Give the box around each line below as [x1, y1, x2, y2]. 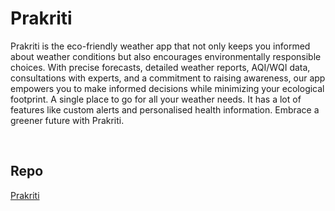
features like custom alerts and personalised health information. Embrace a [10, 103, 320, 116]
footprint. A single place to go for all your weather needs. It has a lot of [10, 93, 302, 105]
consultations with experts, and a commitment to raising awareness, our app [10, 72, 326, 84]
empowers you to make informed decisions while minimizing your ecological [10, 82, 325, 94]
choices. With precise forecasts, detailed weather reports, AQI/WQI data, [10, 61, 311, 73]
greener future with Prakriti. [10, 114, 125, 126]
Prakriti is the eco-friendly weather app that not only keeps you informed [10, 40, 311, 52]
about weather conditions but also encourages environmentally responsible [10, 50, 322, 62]
